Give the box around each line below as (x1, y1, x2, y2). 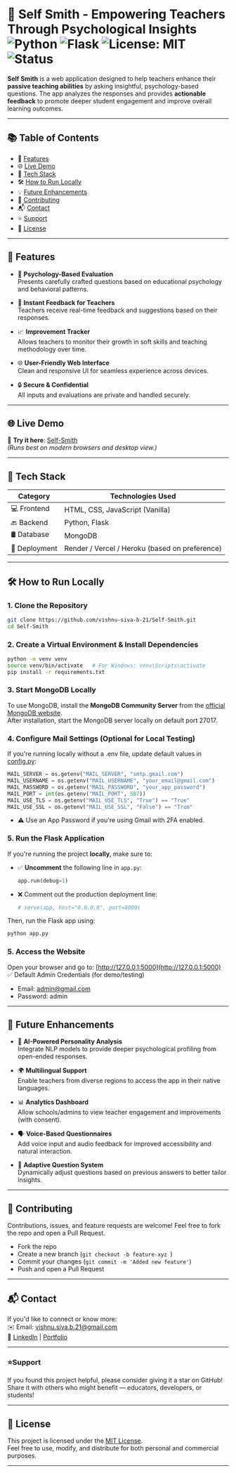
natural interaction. (17, 1147, 72, 1155)
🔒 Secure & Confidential (17, 380, 89, 389)
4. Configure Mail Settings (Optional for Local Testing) (7, 734, 195, 744)
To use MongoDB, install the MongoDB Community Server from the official (7, 701, 225, 709)
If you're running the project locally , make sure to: (7, 850, 153, 858)
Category (18, 491, 51, 501)
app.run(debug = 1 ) (17, 877, 69, 884)
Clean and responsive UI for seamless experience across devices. (17, 366, 209, 375)
